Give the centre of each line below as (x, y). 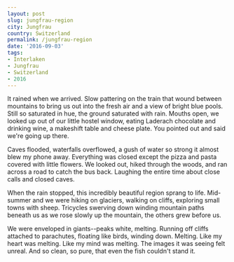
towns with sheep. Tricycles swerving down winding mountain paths (106, 208)
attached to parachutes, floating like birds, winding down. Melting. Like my (115, 236)
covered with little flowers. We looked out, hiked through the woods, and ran (117, 165)
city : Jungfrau (29, 27)
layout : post (26, 14)
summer (19, 200)
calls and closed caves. (41, 179)
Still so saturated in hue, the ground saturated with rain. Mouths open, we (113, 113)
